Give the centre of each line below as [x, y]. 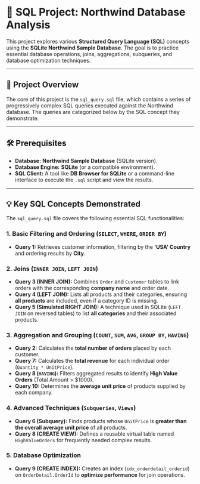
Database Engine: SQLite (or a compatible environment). [85, 167]
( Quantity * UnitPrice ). [44, 367]
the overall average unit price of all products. [71, 427]
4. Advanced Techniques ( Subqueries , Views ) [71, 408]
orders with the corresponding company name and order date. [92, 288]
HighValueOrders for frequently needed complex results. [83, 440]
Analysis [28, 25]
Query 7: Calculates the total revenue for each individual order [92, 361]
